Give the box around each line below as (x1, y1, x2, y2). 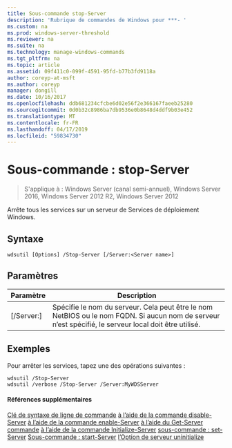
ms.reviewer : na (7, 36, 54, 43)
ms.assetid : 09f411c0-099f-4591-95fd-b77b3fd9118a (7, 68, 156, 75)
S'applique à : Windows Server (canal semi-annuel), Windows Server (23, 185, 221, 194)
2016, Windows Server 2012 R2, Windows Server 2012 (23, 192, 179, 200)
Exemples (7, 343, 50, 355)
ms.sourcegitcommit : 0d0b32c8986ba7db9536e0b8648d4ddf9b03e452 (7, 106, 193, 113)
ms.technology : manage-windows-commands (7, 49, 126, 56)
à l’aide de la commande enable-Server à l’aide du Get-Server (27, 418, 204, 426)
